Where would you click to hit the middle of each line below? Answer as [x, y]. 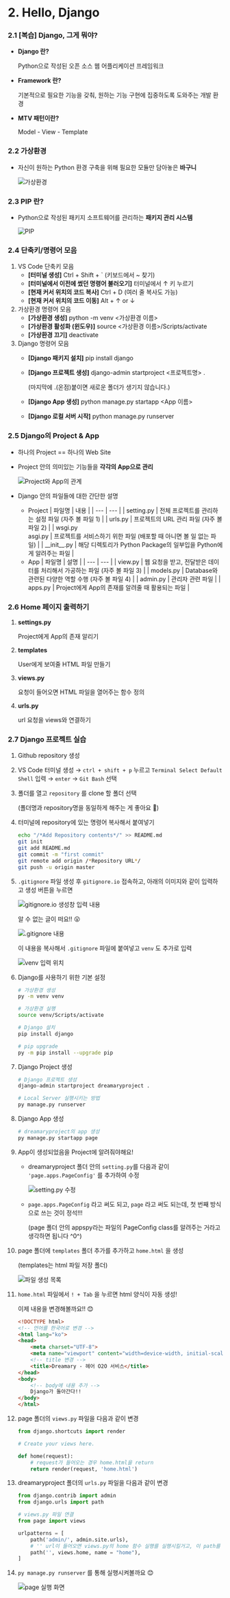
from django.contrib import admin [67, 1496]
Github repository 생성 [49, 756]
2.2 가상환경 [27, 151]
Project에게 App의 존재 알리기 [58, 636]
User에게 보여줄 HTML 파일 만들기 [64, 664]
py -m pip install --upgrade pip [65, 1053]
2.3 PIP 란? [26, 201]
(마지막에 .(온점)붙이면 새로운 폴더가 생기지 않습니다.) [99, 387]
